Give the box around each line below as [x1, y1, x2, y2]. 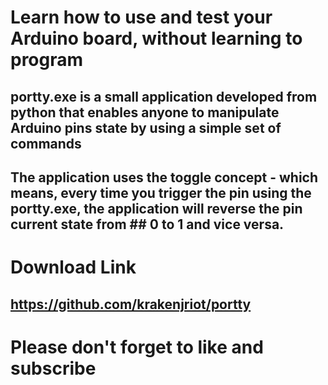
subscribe [10, 357, 97, 380]
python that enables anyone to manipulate [10, 104, 280, 121]
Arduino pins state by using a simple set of [10, 119, 282, 136]
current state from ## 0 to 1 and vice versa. [10, 216, 285, 233]
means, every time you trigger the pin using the [10, 184, 312, 201]
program [10, 49, 84, 71]
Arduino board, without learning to [10, 27, 303, 50]
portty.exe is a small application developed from [10, 88, 318, 105]
